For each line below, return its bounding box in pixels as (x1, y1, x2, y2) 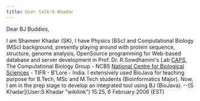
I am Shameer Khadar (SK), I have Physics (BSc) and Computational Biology (6, 37, 194, 44)
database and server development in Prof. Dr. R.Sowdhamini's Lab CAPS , (6, 56, 187, 63)
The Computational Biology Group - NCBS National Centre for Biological (6, 63, 184, 70)
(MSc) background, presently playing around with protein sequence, (6, 43, 175, 50)
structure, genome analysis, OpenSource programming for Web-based (6, 49, 181, 57)
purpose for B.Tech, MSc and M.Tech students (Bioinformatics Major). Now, (6, 75, 193, 82)
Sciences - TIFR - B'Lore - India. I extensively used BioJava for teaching (6, 69, 185, 76)
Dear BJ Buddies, (6, 25, 50, 32)
